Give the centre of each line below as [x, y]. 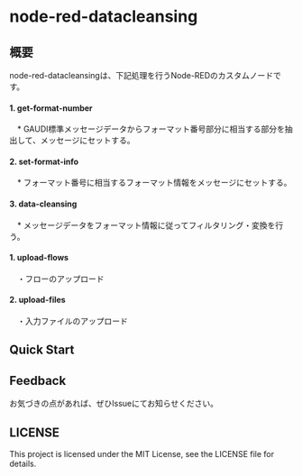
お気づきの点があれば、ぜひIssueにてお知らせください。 [114, 404]
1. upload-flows [39, 258]
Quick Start [42, 350]
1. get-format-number [51, 108]
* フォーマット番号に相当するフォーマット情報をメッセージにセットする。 [155, 183]
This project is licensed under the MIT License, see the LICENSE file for [142, 454]
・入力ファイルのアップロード [73, 321]
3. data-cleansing [43, 204]
